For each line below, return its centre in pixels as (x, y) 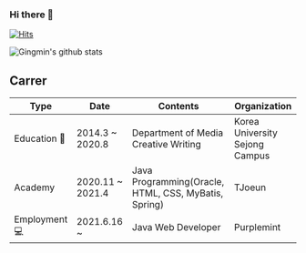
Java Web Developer (176, 227)
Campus (252, 156)
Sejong (249, 145)
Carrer (28, 81)
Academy (35, 187)
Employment (41, 219)
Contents (178, 106)
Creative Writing (167, 145)
